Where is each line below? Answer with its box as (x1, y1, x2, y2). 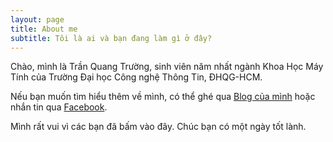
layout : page (10, 14, 65, 25)
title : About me (10, 24, 78, 34)
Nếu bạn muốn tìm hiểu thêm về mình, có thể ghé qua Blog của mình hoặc (10, 91, 316, 103)
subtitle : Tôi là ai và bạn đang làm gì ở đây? (10, 33, 213, 43)
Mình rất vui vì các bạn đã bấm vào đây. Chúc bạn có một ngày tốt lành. (10, 121, 307, 133)
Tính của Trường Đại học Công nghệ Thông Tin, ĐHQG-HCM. (10, 71, 263, 83)
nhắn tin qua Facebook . (10, 101, 108, 113)
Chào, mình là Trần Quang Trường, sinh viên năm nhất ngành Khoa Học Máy (10, 61, 324, 73)
